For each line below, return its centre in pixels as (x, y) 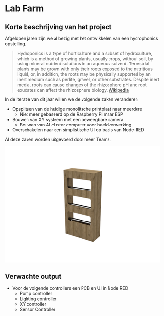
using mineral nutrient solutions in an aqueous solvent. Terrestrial (83, 64)
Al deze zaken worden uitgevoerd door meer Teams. (58, 139)
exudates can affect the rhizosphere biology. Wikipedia (73, 90)
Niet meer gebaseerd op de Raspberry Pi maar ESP (71, 114)
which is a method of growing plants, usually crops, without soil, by (85, 59)
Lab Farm (25, 9)
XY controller (33, 304)
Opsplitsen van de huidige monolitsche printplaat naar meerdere (77, 109)
